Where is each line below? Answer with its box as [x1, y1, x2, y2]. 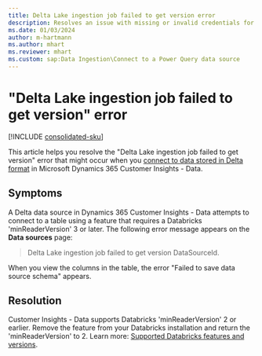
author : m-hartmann [8, 33, 72, 42]
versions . [8, 339, 38, 350]
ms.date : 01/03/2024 [8, 26, 76, 34]
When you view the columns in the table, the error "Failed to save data [8, 262, 235, 272]
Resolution [8, 294, 62, 307]
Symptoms [8, 186, 63, 200]
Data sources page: [8, 233, 73, 242]
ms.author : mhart [8, 41, 65, 49]
